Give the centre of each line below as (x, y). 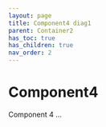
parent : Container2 (41, 30)
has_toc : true (32, 38)
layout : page (30, 16)
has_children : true (41, 46)
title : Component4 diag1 (50, 23)
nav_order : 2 (30, 53)
